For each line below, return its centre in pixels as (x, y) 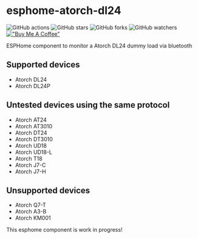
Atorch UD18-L (34, 152)
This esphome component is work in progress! (64, 230)
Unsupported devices (48, 190)
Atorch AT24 (31, 120)
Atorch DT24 (31, 133)
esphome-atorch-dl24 (64, 11)
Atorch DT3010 (34, 139)
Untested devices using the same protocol (88, 105)
